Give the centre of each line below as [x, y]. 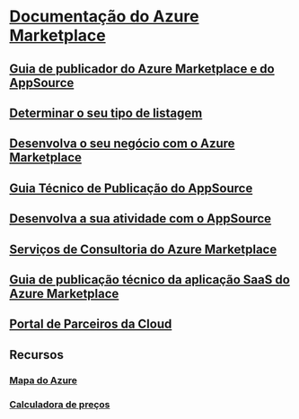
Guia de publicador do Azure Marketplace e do [142, 69]
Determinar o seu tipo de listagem [106, 113]
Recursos [37, 355]
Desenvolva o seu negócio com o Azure [122, 144]
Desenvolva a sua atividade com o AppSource [141, 218]
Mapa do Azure [44, 380]
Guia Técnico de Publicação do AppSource [131, 188]
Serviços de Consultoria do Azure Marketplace [143, 249]
